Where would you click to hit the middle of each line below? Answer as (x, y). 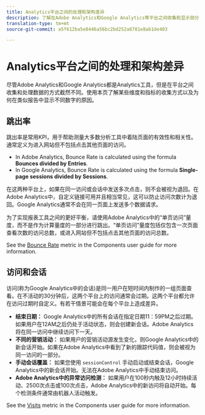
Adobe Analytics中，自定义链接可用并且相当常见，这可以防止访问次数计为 (99, 197)
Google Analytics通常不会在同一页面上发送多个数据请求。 (89, 204)
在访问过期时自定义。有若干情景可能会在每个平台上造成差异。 (84, 303)
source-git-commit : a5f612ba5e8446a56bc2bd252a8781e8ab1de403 (87, 29)
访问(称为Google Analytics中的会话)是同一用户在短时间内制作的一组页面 (97, 288)
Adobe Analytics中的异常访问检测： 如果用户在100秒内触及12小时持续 (103, 378)
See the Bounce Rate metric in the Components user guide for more (92, 245)
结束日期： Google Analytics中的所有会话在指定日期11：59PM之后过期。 (106, 316)
